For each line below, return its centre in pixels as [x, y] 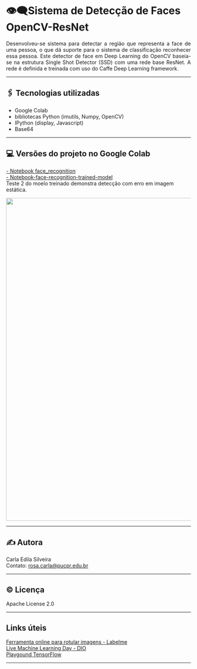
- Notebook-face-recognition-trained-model [60, 177]
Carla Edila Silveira [29, 559]
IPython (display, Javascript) [49, 123]
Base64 [24, 129]
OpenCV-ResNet [47, 27]
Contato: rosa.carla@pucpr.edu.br [47, 566]
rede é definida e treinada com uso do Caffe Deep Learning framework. [92, 68]
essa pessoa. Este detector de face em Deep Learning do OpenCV [89, 56]
